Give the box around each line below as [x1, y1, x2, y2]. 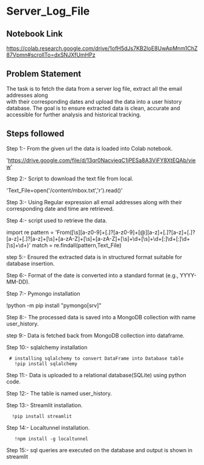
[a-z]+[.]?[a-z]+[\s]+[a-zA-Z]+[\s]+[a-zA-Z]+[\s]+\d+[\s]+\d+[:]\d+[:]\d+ [6, 235, 191, 242]
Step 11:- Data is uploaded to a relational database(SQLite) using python [6, 371, 187, 378]
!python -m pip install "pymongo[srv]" [6, 302, 102, 309]
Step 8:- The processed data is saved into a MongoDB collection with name [6, 313, 196, 321]
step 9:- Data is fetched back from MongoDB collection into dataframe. [6, 332, 185, 339]
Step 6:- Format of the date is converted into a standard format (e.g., [6, 271, 178, 279]
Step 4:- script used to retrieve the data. [6, 216, 108, 224]
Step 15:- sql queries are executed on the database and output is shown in [6, 446, 193, 453]
